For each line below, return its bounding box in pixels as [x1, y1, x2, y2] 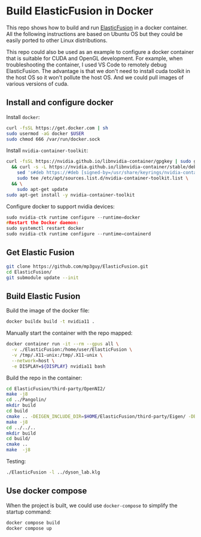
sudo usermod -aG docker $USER [6, 131, 84, 136]
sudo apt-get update [17, 186, 68, 192]
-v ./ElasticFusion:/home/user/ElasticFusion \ [11, 347, 133, 353]
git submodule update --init [6, 274, 79, 281]
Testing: [6, 458, 26, 465]
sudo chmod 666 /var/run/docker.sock [6, 136, 100, 142]
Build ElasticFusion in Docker [6, 4, 154, 18]
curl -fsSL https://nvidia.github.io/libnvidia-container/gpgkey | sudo [6, 159, 191, 165]
